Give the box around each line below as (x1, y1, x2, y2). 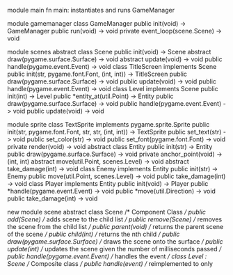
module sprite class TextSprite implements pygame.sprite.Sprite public (7, 120, 210, 128)
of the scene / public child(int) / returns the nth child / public (7, 230, 180, 238)
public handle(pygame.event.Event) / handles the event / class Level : (7, 252, 207, 260)
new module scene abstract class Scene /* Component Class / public (7, 208, 207, 216)
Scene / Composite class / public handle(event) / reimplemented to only (7, 260, 214, 267)
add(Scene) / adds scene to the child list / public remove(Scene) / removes (7, 215, 223, 223)
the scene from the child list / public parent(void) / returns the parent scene (7, 223, 224, 230)
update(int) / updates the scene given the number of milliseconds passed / (7, 245, 222, 253)
